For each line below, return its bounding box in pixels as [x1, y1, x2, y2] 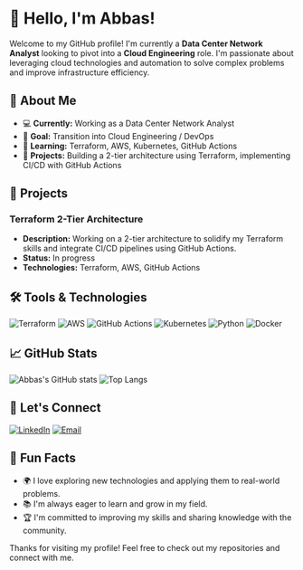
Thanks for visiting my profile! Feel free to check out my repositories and [9, 542, 280, 553]
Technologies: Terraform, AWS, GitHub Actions [22, 262, 201, 273]
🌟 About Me [9, 93, 77, 109]
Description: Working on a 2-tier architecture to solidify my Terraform [22, 233, 284, 244]
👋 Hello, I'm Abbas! [9, 8, 156, 29]
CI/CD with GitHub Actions [22, 159, 122, 170]
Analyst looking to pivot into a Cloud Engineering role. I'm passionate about [9, 47, 294, 58]
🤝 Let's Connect [9, 400, 101, 415]
